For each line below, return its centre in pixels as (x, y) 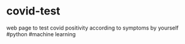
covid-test (33, 11)
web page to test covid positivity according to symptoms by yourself (92, 28)
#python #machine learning (41, 34)
